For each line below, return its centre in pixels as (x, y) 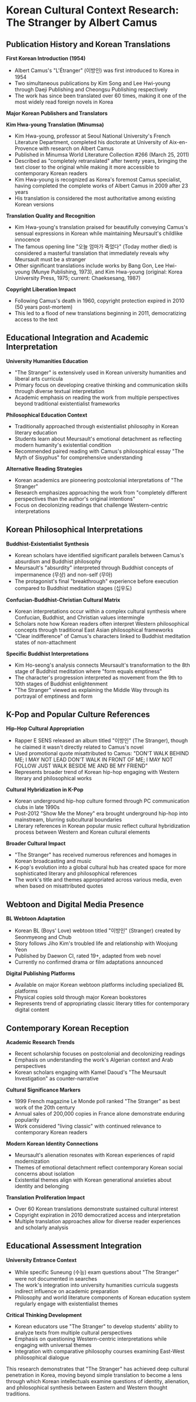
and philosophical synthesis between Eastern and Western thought (87, 1387)
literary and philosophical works (53, 778)
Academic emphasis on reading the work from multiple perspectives (97, 397)
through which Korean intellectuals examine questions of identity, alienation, (98, 1381)
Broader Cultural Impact (36, 844)
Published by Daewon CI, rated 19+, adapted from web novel (87, 956)
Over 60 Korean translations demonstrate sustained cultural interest (96, 1209)
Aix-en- (178, 142)
